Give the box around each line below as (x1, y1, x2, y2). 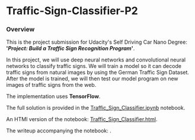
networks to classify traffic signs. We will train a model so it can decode (6, 63, 182, 70)
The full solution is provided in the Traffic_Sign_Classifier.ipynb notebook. (6, 105, 186, 112)
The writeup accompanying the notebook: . (6, 127, 111, 134)
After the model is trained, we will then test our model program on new (6, 75, 179, 82)
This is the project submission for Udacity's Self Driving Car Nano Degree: (6, 38, 188, 45)
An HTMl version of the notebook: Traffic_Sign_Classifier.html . (6, 116, 158, 123)
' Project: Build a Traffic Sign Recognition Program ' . (6, 45, 135, 52)
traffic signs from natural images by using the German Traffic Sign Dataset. (6, 69, 190, 76)
